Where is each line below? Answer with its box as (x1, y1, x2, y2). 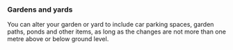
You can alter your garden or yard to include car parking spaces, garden (7, 21, 214, 29)
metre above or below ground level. (7, 35, 109, 43)
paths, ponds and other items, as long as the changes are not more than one (7, 27, 226, 36)
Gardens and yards (7, 5, 73, 14)
